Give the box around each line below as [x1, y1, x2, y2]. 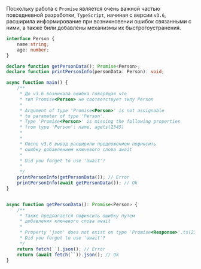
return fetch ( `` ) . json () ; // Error [17, 246, 106, 252]
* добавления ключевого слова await [19, 218, 111, 224]
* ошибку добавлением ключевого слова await [19, 146, 133, 152]
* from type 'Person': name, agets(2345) [19, 124, 124, 131]
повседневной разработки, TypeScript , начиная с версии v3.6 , [6, 11, 166, 19]
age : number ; [17, 47, 50, 53]
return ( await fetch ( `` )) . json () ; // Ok [17, 252, 119, 258]
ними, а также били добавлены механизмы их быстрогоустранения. [6, 24, 181, 31]
